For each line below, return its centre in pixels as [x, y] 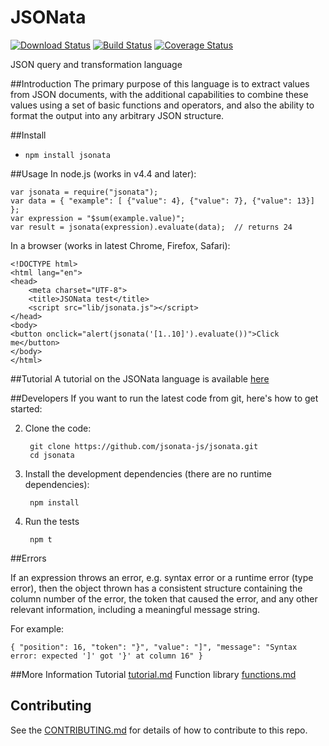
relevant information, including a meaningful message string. [135, 609]
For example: [37, 628]
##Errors [28, 558]
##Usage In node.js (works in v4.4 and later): [103, 173]
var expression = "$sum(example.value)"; [98, 218]
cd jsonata [52, 455]
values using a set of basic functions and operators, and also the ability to [162, 105]
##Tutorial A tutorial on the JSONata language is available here [140, 378]
